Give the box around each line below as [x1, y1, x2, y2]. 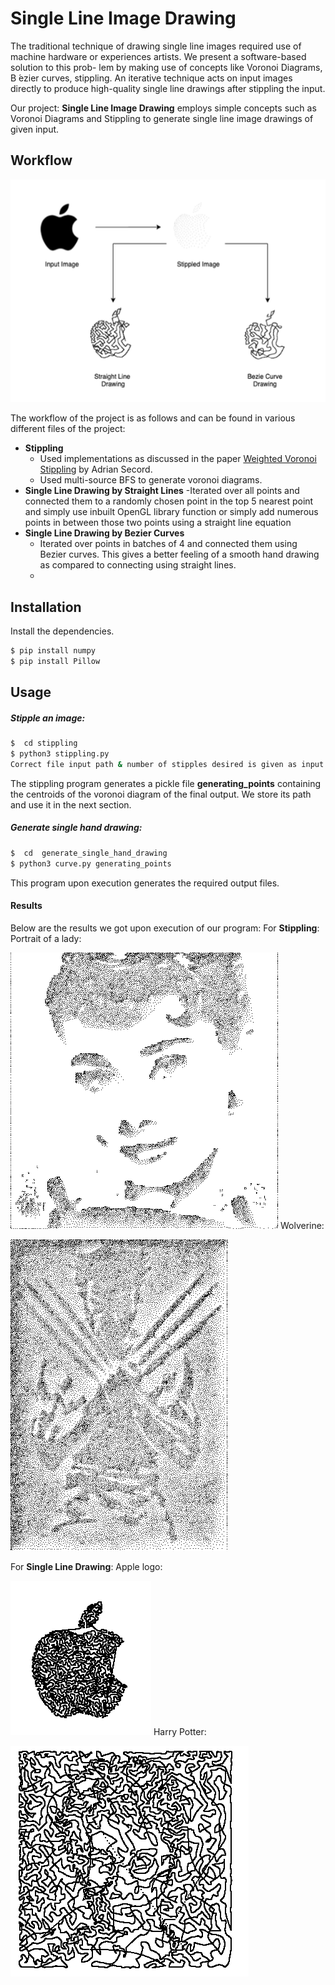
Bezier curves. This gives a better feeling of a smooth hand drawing [39, 548, 320, 561]
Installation [10, 598, 82, 616]
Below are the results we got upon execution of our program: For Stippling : [10, 922, 320, 934]
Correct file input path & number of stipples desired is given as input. [10, 760, 329, 770]
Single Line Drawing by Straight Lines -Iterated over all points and [24, 485, 300, 497]
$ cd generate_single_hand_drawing [10, 848, 168, 858]
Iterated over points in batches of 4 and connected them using [39, 538, 298, 550]
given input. [10, 123, 60, 135]
